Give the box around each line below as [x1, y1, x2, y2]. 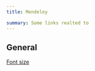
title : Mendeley [6, 8, 48, 15]
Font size [6, 58, 29, 66]
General [6, 42, 38, 52]
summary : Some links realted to [6, 19, 89, 26]
